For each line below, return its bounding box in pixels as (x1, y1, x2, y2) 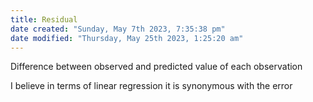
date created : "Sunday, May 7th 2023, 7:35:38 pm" (10, 24, 226, 34)
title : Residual (10, 14, 78, 25)
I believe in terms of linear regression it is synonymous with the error (10, 80, 293, 92)
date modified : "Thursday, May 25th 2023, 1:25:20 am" (10, 33, 244, 43)
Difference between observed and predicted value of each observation (10, 61, 303, 73)
